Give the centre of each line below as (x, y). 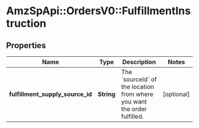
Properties (26, 45)
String (106, 94)
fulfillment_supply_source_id (51, 94)
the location (137, 87)
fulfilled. (132, 116)
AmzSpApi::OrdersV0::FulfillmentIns (99, 11)
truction (26, 23)
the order (134, 109)
